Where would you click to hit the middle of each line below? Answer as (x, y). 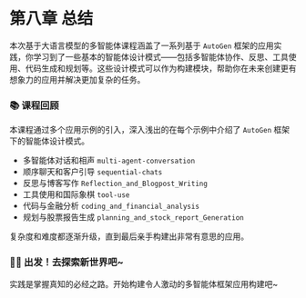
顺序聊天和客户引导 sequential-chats (92, 172)
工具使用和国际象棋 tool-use (76, 194)
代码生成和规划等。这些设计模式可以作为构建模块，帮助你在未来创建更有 (161, 68)
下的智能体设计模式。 (49, 141)
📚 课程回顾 (34, 105)
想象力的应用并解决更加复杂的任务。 (77, 79)
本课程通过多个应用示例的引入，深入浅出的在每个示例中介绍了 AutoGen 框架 (149, 130)
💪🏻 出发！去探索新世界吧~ (67, 263)
